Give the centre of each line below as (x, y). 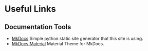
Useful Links (30, 9)
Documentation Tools (38, 27)
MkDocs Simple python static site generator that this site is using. (77, 38)
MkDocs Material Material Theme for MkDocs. (58, 44)
